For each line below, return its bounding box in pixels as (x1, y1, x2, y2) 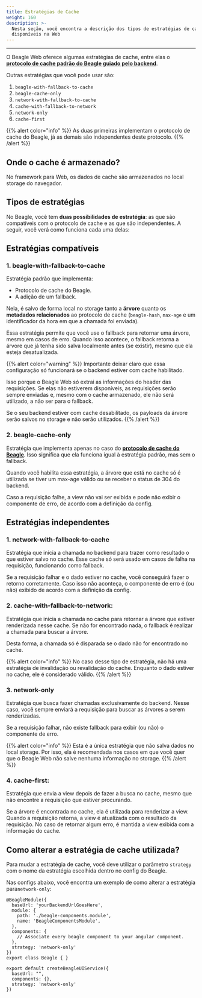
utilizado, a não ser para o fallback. (6, 397, 93, 405)
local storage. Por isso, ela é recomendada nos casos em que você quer (6, 748, 185, 756)
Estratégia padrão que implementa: (6, 275, 93, 282)
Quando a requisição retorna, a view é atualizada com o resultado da (6, 815, 177, 822)
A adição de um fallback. (14, 293, 77, 300)
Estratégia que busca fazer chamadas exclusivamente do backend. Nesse (6, 700, 189, 707)
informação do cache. (6, 827, 61, 835)
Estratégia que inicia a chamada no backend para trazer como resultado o (6, 549, 189, 557)
